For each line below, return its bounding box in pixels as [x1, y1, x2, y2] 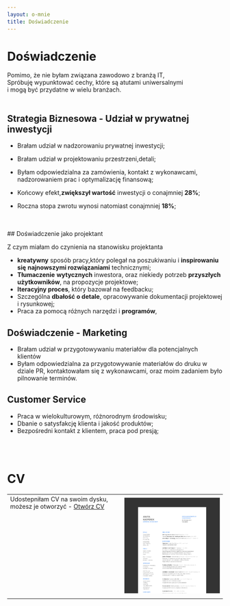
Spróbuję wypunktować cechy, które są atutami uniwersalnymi [7, 79, 183, 87]
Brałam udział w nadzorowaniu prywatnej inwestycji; [16, 142, 166, 150]
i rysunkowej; [16, 300, 55, 308]
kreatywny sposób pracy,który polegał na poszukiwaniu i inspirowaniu [16, 256, 219, 265]
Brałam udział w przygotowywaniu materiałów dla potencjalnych [16, 345, 199, 354]
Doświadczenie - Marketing [7, 327, 128, 339]
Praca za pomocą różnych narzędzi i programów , [16, 307, 157, 315]
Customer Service [7, 394, 87, 406]
